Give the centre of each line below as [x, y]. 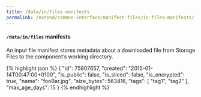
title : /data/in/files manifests [48, 12]
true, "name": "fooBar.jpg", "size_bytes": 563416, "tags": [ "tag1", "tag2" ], [97, 81]
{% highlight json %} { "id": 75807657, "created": [67, 68]
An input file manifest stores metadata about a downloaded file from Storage [101, 50]
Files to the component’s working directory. [60, 56]
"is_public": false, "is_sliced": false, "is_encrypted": [121, 74]
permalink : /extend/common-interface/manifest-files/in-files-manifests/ [100, 17]
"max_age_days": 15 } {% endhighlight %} [58, 87]
